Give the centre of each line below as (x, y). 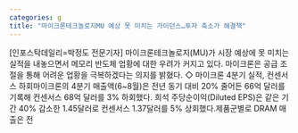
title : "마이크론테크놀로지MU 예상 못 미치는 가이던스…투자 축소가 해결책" (128, 26)
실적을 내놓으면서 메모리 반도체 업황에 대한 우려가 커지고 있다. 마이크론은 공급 (144, 63)
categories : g (36, 17)
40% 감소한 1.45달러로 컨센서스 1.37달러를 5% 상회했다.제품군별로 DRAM (148, 108)
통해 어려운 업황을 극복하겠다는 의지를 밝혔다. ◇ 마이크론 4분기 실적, (145, 75)
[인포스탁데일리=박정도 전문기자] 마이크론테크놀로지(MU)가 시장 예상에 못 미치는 (149, 52)
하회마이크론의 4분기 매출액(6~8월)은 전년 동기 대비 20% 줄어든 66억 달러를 (152, 86)
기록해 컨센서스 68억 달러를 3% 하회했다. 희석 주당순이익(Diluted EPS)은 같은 (145, 97)
